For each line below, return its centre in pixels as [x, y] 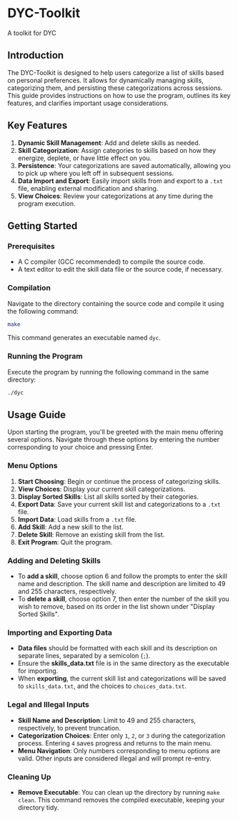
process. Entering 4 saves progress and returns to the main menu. [115, 743]
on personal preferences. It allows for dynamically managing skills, [105, 80]
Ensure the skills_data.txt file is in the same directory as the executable [124, 663]
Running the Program [45, 357]
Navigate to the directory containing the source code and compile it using [116, 303]
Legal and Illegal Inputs [48, 705]
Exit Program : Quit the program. [65, 542]
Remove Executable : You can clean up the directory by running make [119, 792]
